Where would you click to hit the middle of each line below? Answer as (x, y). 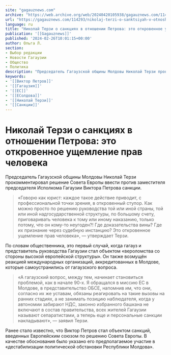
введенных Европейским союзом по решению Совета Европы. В (76, 336)
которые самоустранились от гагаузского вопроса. (62, 267)
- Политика (17, 67)
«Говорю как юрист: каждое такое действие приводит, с (79, 198)
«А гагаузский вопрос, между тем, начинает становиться (80, 277)
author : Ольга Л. (24, 43)
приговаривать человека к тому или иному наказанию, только (86, 220)
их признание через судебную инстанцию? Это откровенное (84, 230)
